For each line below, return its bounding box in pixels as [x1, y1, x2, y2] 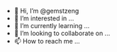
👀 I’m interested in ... [13, 14, 74, 22]
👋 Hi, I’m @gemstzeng [13, 7, 79, 15]
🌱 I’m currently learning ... [13, 22, 90, 30]
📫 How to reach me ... [13, 37, 80, 45]
